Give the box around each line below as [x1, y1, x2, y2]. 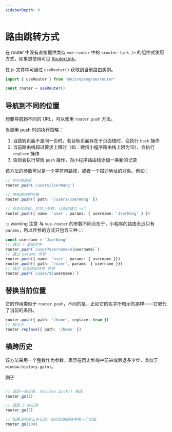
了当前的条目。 [5, 307, 37, 313]
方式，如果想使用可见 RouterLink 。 [5, 55, 79, 61]
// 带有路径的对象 [5, 192, 40, 197]
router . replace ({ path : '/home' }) [5, 326, 82, 332]
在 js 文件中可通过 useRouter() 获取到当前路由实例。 [5, 66, 116, 72]
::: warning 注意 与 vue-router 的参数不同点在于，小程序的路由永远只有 [5, 221, 155, 227]
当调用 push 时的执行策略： [5, 127, 64, 133]
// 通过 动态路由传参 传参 [5, 266, 55, 271]
